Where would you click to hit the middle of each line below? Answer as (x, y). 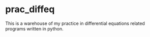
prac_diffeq (30, 9)
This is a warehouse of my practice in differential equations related (75, 23)
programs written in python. (34, 28)
